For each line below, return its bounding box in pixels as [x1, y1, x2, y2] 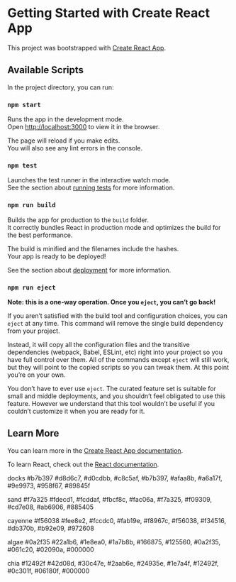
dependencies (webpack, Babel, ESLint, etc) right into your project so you [7, 348, 223, 356]
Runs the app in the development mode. [7, 115, 124, 123]
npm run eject [7, 283, 56, 292]
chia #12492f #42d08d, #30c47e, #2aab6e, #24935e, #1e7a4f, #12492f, [7, 559, 219, 567]
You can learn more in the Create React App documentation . [7, 446, 184, 455]
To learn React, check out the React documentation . [7, 460, 159, 468]
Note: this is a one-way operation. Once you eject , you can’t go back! [7, 297, 216, 306]
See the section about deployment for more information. [7, 265, 172, 274]
